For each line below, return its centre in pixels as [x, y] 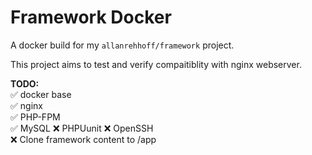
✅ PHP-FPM [35, 117]
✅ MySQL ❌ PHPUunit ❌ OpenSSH [82, 128]
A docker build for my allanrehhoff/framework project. [122, 45]
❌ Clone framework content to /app [83, 139]
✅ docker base [41, 94]
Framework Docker [91, 17]
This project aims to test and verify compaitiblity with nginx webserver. [156, 64]
